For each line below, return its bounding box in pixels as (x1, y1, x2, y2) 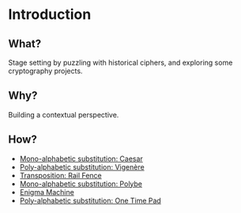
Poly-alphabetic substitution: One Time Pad (19, 196, 162, 205)
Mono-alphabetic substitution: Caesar (19, 154, 144, 163)
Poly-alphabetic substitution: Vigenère (19, 162, 145, 171)
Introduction (8, 6, 92, 24)
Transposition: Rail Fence (19, 170, 103, 180)
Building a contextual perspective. (8, 110, 119, 119)
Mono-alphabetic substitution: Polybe (19, 179, 143, 189)
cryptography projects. (8, 66, 83, 76)
